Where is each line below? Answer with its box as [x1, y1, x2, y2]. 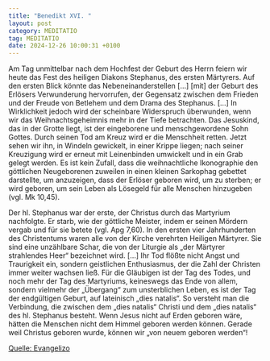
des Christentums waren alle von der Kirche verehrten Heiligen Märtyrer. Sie [8, 234, 262, 243]
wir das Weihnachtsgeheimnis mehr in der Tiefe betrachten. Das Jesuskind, [8, 115, 260, 125]
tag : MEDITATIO [8, 34, 60, 43]
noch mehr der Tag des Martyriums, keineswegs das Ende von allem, [8, 276, 239, 286]
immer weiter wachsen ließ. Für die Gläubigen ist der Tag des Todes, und [8, 268, 251, 278]
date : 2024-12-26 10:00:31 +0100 [8, 42, 121, 50]
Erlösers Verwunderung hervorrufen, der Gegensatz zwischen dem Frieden [8, 89, 259, 99]
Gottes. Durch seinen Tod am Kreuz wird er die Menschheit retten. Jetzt [8, 132, 247, 142]
